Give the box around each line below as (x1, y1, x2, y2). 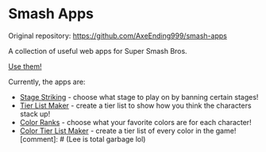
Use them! (8, 61, 42, 71)
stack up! (19, 108, 51, 119)
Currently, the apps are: (8, 77, 86, 86)
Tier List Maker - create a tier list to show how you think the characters (19, 101, 252, 110)
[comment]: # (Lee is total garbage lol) (19, 134, 146, 143)
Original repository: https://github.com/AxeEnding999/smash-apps (8, 31, 228, 40)
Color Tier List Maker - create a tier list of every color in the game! (19, 126, 237, 135)
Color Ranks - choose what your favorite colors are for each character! (19, 117, 252, 127)
